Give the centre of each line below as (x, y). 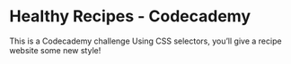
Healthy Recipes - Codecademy (130, 16)
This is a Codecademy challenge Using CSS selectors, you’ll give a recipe (145, 41)
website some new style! (55, 50)
